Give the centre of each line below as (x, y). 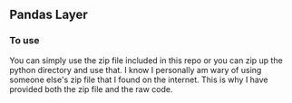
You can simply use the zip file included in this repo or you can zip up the (146, 60)
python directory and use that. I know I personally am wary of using (136, 70)
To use (24, 41)
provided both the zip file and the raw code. (91, 89)
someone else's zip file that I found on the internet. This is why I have (139, 80)
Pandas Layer (49, 15)
